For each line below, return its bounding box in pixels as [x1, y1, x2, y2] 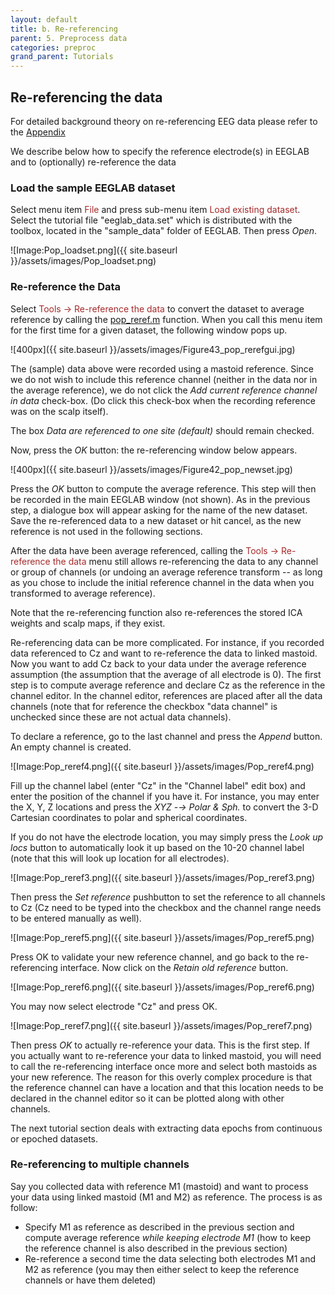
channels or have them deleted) [24, 1274, 157, 1286]
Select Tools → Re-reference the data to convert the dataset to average [10, 302, 305, 315]
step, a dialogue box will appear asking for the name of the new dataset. [10, 504, 308, 516]
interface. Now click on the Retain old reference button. [59, 961, 289, 973]
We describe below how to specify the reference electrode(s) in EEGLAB [10, 145, 310, 157]
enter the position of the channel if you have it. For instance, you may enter [10, 790, 320, 802]
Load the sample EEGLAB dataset [10, 181, 176, 195]
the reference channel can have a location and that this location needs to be [10, 1081, 324, 1093]
